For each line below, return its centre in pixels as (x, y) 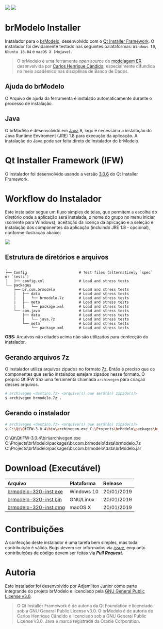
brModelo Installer (43, 28)
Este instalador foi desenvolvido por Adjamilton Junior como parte (71, 586)
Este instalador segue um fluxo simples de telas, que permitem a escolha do (81, 212)
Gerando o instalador (38, 413)
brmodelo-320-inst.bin (35, 500)
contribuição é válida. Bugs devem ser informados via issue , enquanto (75, 548)
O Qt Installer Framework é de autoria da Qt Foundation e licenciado (85, 606)
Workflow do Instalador (53, 199)
